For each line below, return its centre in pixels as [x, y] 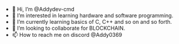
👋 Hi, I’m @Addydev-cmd [43, 9]
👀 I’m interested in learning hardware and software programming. [93, 15]
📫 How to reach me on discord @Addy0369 [67, 35]
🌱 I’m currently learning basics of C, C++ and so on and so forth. [92, 22]
